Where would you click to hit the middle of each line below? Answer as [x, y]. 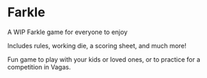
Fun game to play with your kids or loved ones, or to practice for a [104, 59]
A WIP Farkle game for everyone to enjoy [68, 32]
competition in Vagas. [39, 67]
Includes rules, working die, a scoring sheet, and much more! [97, 45]
